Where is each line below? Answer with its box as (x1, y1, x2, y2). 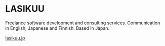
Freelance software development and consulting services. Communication (5, 20, 160, 26)
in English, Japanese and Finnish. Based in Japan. (5, 25, 110, 31)
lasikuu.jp (5, 35, 25, 41)
